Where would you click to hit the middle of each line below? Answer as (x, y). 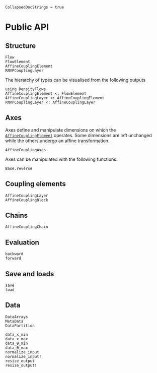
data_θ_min (17, 343)
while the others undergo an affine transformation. (57, 141)
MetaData (14, 321)
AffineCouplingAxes (26, 150)
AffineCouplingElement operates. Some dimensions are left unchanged (78, 135)
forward (13, 259)
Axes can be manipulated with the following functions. (61, 159)
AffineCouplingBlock (27, 200)
